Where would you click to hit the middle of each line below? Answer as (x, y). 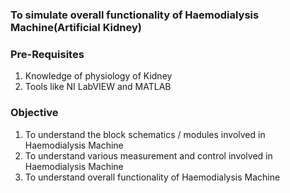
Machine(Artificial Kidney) (76, 27)
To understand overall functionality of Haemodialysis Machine (152, 177)
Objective (34, 113)
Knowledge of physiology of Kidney (98, 76)
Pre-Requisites (47, 54)
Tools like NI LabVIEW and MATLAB (98, 87)
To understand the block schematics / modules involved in (145, 134)
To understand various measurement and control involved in (148, 155)
